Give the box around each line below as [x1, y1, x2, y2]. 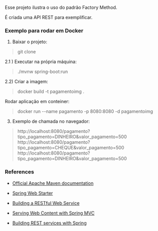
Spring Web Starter [12, 190, 53, 196]
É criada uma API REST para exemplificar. [5, 14, 93, 20]
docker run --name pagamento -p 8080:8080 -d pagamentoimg [17, 108, 153, 114]
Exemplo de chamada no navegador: [12, 118, 90, 125]
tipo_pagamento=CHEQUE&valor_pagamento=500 [17, 145, 124, 151]
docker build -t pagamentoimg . [17, 88, 85, 94]
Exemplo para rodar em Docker [5, 27, 84, 34]
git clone [17, 49, 36, 55]
